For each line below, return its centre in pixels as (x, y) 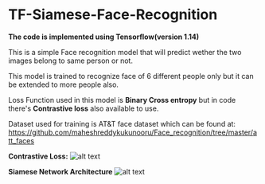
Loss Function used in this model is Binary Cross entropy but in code (122, 100)
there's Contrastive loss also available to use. (84, 108)
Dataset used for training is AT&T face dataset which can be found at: (122, 123)
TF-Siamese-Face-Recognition (113, 15)
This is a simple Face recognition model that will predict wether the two (125, 52)
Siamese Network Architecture (60, 171)
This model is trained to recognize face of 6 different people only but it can (131, 76)
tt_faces (21, 140)
